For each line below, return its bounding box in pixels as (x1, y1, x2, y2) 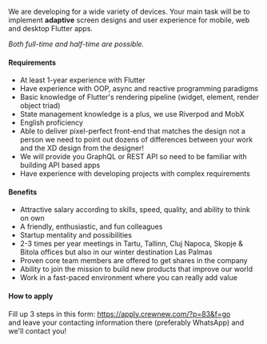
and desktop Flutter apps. (8, 24, 94, 33)
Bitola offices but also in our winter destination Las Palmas (19, 247, 213, 257)
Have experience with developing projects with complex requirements (19, 169, 250, 178)
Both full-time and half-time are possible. (8, 39, 145, 49)
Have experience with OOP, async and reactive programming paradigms (19, 84, 258, 94)
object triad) (19, 101, 61, 110)
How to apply (8, 291, 54, 301)
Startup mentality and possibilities (19, 230, 132, 240)
